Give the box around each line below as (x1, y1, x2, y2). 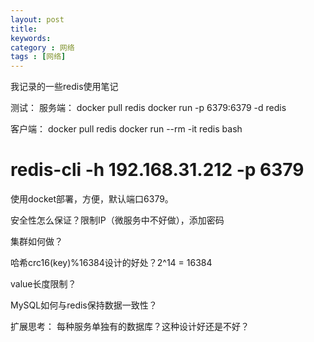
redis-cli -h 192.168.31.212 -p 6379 (10, 159, 305, 181)
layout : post (10, 14, 65, 25)
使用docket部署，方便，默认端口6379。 (10, 193, 174, 205)
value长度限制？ (10, 278, 77, 290)
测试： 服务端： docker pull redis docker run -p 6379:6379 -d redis (10, 102, 287, 114)
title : (10, 24, 38, 34)
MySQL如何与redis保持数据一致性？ (10, 299, 158, 311)
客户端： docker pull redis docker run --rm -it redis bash (10, 123, 243, 135)
